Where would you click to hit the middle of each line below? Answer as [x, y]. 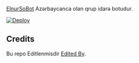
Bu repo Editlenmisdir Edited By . [46, 53]
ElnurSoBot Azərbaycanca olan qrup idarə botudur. [69, 9]
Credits [21, 39]
